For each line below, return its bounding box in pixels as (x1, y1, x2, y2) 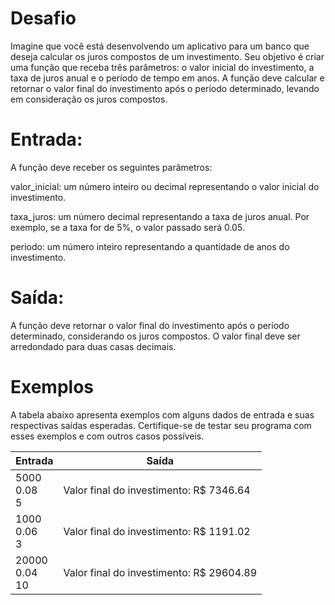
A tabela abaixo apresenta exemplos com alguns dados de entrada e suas (10, 408, 315, 421)
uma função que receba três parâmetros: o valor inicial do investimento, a (10, 61, 315, 73)
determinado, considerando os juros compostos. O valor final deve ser (10, 330, 301, 342)
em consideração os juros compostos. (10, 93, 168, 105)
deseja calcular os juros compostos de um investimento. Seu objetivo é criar (10, 50, 325, 62)
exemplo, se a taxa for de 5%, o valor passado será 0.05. (10, 221, 245, 233)
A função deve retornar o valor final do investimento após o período (10, 319, 290, 331)
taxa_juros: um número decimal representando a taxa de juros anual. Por (10, 210, 310, 222)
